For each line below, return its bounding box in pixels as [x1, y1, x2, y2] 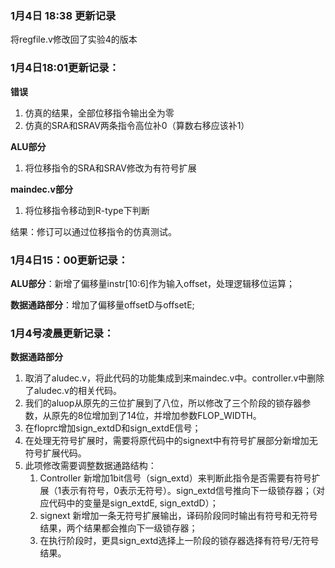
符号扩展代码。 [24, 447, 87, 459]
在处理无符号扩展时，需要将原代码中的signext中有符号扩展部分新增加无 [24, 435, 318, 447]
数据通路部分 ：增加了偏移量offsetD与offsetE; [10, 298, 195, 311]
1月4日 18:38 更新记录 [10, 8, 117, 22]
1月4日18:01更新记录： [10, 61, 120, 75]
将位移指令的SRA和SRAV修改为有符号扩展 [24, 162, 197, 174]
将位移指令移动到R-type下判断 [24, 204, 150, 216]
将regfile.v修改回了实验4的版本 [10, 33, 138, 46]
